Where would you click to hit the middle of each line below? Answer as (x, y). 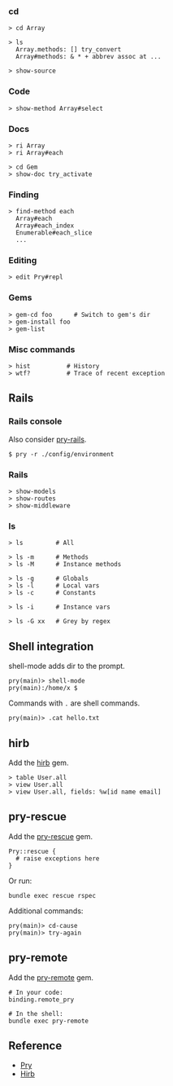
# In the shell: (36, 1013)
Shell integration (51, 646)
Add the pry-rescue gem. (51, 836)
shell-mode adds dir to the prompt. (67, 666)
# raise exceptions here (58, 858)
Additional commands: (46, 911)
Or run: (20, 881)
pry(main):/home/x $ (43, 688)
